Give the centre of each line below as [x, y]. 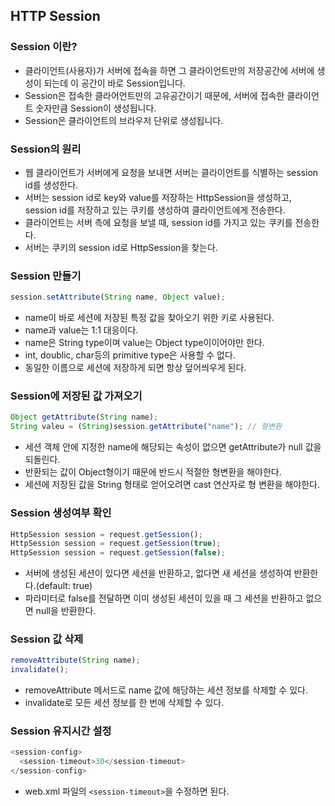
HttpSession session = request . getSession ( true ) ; [116, 544]
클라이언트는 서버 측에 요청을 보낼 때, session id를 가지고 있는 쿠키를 [158, 222]
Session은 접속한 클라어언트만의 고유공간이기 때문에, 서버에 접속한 [154, 95]
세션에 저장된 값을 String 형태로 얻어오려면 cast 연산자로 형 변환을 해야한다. [172, 485]
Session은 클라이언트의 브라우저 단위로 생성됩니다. [124, 120]
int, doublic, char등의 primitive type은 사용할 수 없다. [130, 355]
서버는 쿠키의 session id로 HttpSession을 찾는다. [121, 247]
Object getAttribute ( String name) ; [84, 417]
